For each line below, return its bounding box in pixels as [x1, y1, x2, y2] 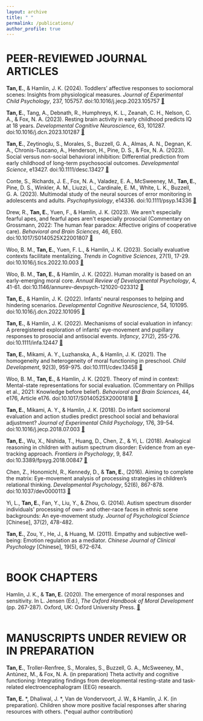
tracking [6, 450, 27, 457]
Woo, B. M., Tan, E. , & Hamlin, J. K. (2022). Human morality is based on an [6, 270, 192, 278]
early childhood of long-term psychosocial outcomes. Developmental [6, 160, 179, 167]
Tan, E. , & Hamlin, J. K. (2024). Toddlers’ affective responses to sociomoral [6, 85, 193, 92]
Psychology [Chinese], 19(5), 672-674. [6, 543, 103, 550]
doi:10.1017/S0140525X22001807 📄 [6, 234, 94, 242]
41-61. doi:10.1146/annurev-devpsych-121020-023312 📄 [6, 284, 144, 291]
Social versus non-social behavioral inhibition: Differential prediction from [6, 153, 189, 160]
